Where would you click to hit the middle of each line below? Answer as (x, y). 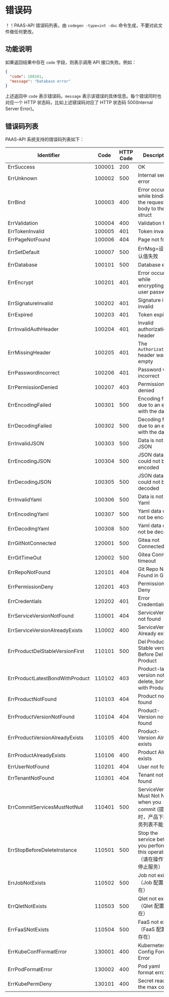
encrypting (151, 286)
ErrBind (17, 203)
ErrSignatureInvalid (30, 304)
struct (145, 215)
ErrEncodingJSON (29, 461)
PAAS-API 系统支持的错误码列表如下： (45, 139)
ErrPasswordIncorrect (34, 373)
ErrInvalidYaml (25, 500)
